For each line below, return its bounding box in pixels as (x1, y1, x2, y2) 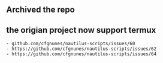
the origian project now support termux (6, 25, 156, 35)
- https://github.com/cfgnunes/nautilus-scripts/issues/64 (6, 51, 157, 57)
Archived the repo (6, 5, 75, 15)
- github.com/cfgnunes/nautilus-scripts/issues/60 (6, 41, 135, 47)
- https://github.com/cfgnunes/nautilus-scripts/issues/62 (6, 46, 157, 52)
